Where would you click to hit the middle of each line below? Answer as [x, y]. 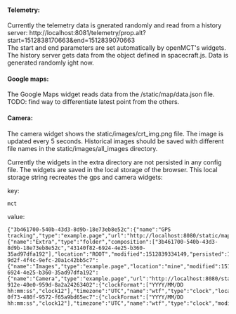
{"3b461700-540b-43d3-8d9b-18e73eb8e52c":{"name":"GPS [89, 229]
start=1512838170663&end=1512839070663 [71, 40]
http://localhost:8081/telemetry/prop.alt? [87, 33]
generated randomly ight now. [51, 63]
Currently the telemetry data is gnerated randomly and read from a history [114, 25]
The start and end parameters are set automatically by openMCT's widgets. [117, 48]
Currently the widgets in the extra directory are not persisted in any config [115, 162]
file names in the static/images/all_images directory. [83, 148]
